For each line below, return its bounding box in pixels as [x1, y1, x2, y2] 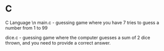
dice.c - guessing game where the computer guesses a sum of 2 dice [5, 34, 150, 40]
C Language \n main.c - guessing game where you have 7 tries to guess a [5, 19, 159, 25]
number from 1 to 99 [5, 24, 48, 30]
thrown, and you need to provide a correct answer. [5, 39, 111, 45]
